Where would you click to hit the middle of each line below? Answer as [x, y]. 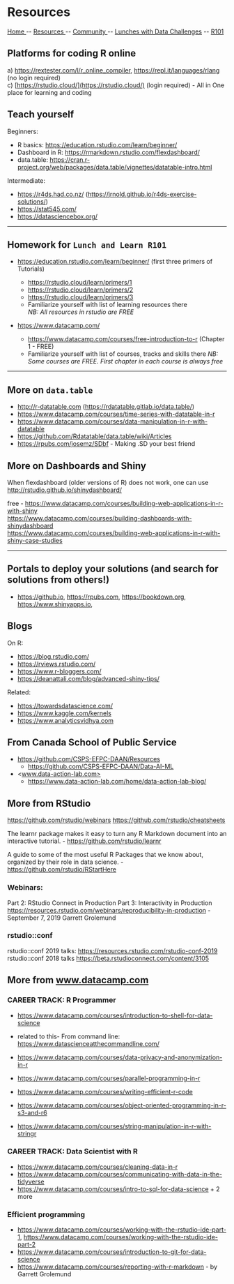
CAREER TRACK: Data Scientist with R [72, 1151]
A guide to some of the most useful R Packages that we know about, [106, 855]
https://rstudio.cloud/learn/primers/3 [80, 297]
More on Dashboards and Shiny [77, 466]
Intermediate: [26, 180]
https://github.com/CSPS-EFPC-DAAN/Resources [88, 759]
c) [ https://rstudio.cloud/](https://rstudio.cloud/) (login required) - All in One [116, 85]
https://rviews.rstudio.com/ [56, 664]
